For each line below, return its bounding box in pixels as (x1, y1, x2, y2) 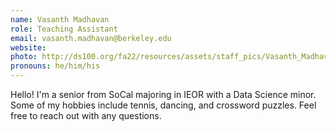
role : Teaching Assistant (10, 24, 118, 34)
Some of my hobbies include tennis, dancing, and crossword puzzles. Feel (10, 99, 317, 111)
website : (10, 42, 47, 53)
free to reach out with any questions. (10, 110, 162, 121)
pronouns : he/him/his (10, 61, 101, 71)
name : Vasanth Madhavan (10, 14, 110, 25)
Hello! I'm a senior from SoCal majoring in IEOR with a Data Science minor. (10, 89, 317, 100)
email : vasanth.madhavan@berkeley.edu (10, 33, 172, 43)
